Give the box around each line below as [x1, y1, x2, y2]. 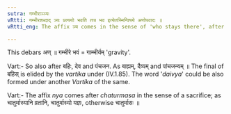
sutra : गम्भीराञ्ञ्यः [7, 10, 50, 17]
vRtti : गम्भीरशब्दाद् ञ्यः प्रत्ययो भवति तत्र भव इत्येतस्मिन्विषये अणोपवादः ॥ [7, 17, 162, 24]
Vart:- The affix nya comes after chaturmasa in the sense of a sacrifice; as [7, 91, 221, 99]
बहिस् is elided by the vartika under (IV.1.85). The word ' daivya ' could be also [7, 70, 224, 79]
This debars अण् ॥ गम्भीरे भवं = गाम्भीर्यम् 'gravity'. [7, 48, 131, 56]
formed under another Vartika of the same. [7, 78, 130, 86]
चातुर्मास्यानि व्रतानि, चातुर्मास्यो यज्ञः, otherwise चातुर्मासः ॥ [7, 99, 140, 107]
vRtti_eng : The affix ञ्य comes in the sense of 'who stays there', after [7, 23, 225, 30]
